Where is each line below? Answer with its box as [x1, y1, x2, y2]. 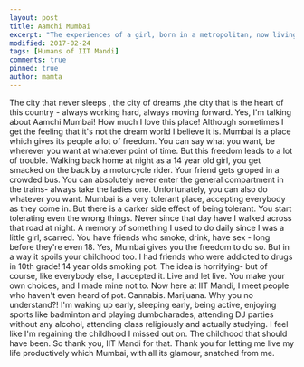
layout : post [9, 13, 59, 23]
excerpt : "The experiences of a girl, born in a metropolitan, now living [9, 30, 298, 39]
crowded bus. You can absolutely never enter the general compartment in [9, 174, 284, 185]
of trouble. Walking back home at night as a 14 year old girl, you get [9, 155, 261, 166]
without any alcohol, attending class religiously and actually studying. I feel [9, 318, 289, 329]
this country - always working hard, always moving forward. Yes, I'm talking [9, 106, 292, 118]
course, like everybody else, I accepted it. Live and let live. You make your [9, 270, 286, 281]
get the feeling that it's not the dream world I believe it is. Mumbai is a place [9, 126, 291, 137]
